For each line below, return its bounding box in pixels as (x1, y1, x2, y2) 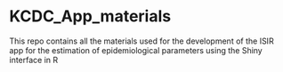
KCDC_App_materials (9, 6, 172, 27)
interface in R (9, 54, 59, 65)
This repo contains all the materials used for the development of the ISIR (9, 36, 274, 46)
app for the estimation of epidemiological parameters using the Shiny (9, 44, 263, 55)
